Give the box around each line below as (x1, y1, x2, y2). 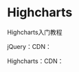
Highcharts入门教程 (7, 28, 63, 36)
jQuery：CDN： (7, 42, 52, 50)
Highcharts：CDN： (7, 56, 64, 65)
